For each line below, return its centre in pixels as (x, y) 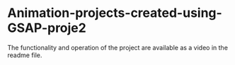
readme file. (25, 55)
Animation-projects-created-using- (115, 13)
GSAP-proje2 (47, 28)
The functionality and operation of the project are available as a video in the (118, 47)
